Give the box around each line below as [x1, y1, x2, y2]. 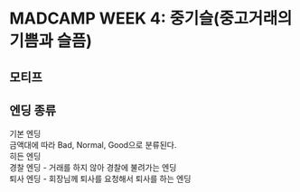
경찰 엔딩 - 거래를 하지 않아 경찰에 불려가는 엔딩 [9, 162, 177, 173]
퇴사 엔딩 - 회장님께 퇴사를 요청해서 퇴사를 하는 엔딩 [9, 173, 192, 185]
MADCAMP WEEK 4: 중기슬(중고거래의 [9, 8, 293, 29]
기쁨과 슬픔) [9, 31, 92, 51]
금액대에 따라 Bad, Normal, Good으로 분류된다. [9, 140, 177, 151]
